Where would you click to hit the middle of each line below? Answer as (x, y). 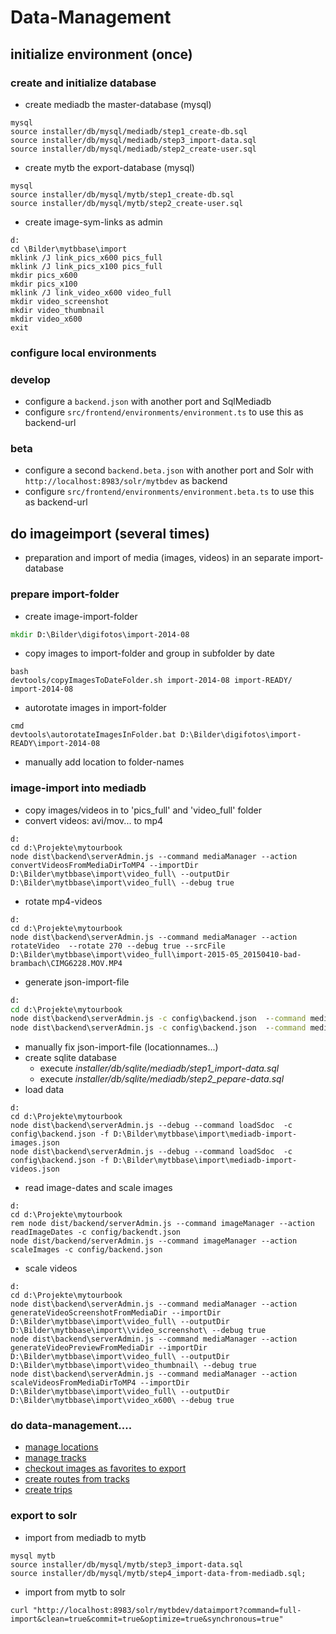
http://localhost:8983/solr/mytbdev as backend (126, 481)
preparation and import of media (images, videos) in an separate (157, 558)
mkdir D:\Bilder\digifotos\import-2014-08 (100, 634)
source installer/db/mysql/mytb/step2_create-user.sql (127, 203)
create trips (48, 1490)
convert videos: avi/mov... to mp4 (94, 820)
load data (44, 1090)
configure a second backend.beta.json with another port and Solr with (169, 470)
